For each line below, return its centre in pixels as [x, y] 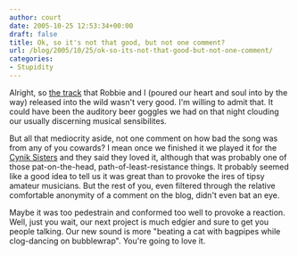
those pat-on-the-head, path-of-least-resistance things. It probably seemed [149, 167]
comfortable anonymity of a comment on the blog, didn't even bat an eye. [145, 195]
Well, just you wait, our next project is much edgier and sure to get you [139, 222]
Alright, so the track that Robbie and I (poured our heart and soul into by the [149, 92]
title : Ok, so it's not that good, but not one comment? [117, 42]
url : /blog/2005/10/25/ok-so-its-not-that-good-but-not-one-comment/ [141, 51]
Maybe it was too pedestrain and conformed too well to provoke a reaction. [147, 212]
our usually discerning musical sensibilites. [88, 120]
